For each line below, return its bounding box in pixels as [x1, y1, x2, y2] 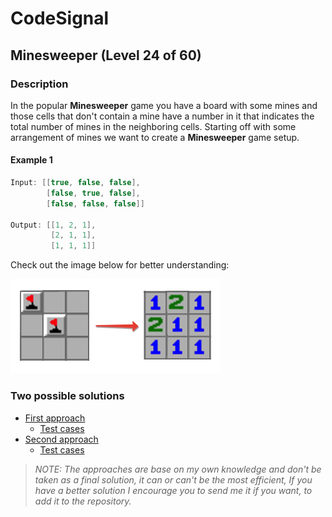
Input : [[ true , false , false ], [10, 178, 141, 188]
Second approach [24, 433, 99, 445]
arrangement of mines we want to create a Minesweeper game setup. [10, 131, 300, 143]
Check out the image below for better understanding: [10, 259, 230, 271]
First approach [24, 412, 86, 424]
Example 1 [10, 154, 53, 166]
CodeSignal [10, 7, 110, 30]
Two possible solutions [10, 389, 125, 403]
